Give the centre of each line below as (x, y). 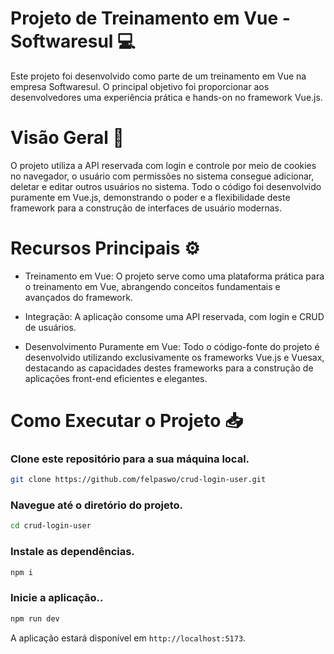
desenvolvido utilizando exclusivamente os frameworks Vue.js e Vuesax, (174, 357)
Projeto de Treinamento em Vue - (150, 18)
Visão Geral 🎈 (67, 138)
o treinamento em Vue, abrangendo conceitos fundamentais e (152, 286)
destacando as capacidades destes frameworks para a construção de (169, 368)
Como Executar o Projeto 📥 (126, 421)
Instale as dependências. (72, 552)
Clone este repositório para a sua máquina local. (130, 459)
